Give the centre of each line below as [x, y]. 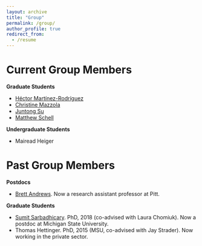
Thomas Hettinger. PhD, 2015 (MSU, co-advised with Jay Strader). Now [104, 230]
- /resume [24, 40]
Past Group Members [60, 165]
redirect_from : [25, 34]
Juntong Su [29, 111]
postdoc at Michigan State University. [62, 224]
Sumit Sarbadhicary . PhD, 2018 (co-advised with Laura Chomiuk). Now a [106, 217]
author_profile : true [34, 29]
